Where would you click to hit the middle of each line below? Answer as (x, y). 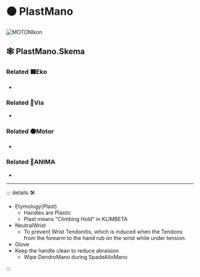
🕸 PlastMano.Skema (46, 52)
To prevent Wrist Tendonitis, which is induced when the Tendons (103, 231)
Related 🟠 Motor (30, 131)
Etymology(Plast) (36, 206)
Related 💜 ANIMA (31, 162)
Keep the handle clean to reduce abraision (67, 250)
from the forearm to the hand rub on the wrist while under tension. (105, 238)
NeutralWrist (30, 225)
